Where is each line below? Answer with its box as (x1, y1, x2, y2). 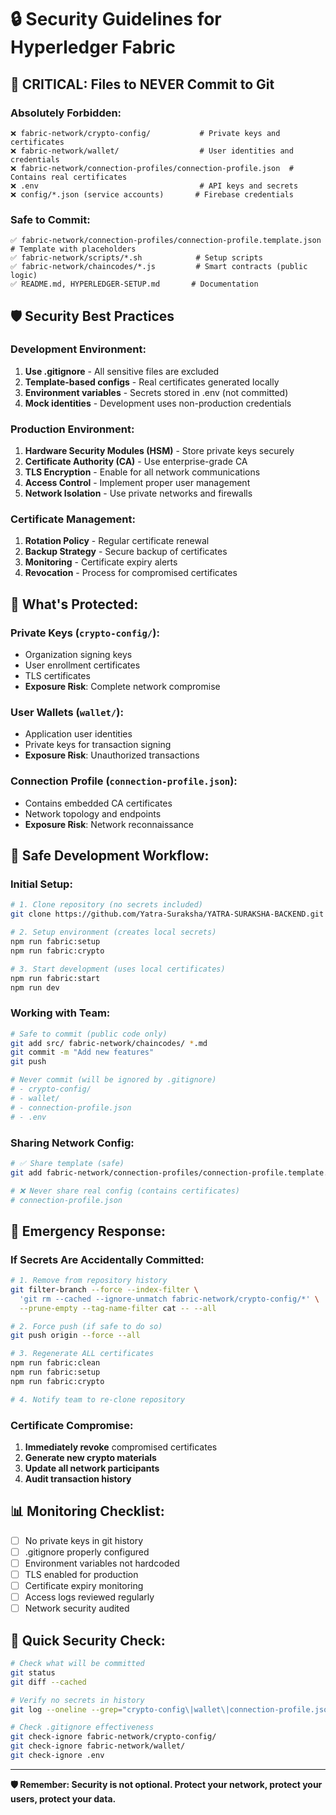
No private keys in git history (24, 1534, 144, 1546)
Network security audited (24, 1602, 130, 1615)
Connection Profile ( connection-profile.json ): (10, 774, 238, 788)
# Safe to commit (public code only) (10, 1029, 168, 1039)
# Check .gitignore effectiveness (10, 1722, 155, 1733)
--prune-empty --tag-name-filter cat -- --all (19, 1303, 217, 1313)
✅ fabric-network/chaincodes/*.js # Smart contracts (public (10, 262, 308, 272)
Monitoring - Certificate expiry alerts (24, 556, 178, 568)
